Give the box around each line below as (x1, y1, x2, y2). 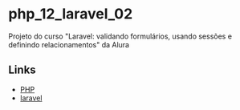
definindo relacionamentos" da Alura (8, 39, 130, 49)
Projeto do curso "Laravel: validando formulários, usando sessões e (8, 31, 233, 41)
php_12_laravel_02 (8, 5, 133, 23)
